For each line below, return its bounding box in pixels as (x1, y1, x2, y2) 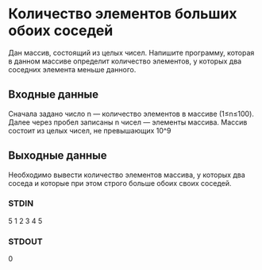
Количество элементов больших (8, 5, 237, 23)
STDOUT (8, 236, 43, 247)
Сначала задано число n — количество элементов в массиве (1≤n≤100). (8, 109, 254, 118)
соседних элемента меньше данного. (8, 64, 137, 74)
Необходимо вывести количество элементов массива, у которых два (8, 170, 245, 179)
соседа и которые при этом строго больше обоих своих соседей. (8, 178, 232, 187)
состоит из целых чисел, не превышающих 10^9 (8, 125, 171, 135)
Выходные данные (8, 148, 107, 163)
